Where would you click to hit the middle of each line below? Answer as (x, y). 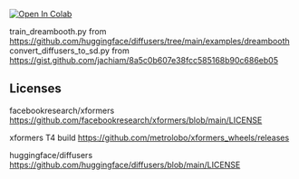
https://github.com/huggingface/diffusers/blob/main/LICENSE (125, 165)
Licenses (35, 89)
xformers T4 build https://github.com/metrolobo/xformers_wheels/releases (149, 137)
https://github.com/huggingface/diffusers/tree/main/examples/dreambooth (149, 41)
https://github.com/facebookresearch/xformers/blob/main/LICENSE (136, 120)
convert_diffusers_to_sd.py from (69, 51)
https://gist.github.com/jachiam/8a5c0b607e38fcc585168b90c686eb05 (144, 60)
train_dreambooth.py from (58, 31)
